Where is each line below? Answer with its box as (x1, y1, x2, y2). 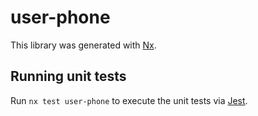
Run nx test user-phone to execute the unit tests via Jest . (10, 94, 248, 106)
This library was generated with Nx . (10, 39, 157, 51)
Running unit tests (10, 68, 127, 85)
